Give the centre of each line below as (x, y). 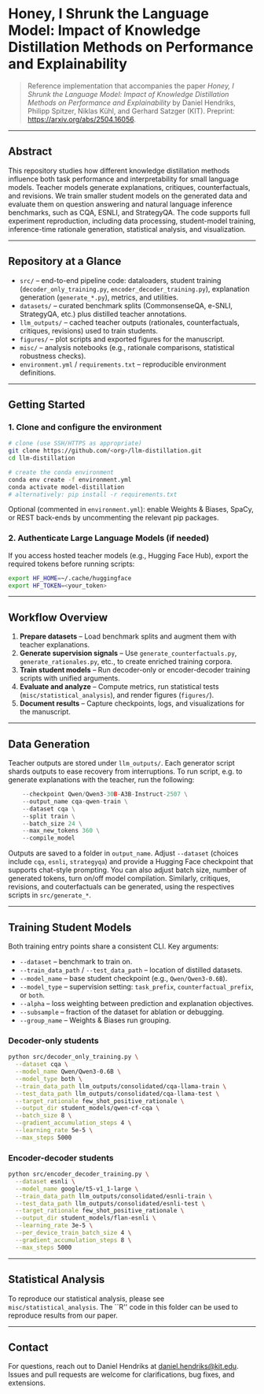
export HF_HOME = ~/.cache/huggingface (70, 578)
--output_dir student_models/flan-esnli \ (86, 1218)
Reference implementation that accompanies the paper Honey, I (130, 86)
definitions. (38, 372)
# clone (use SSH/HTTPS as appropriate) (75, 444)
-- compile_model (49, 838)
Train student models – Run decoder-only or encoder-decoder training (135, 670)
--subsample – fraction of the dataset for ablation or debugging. (122, 1012)
